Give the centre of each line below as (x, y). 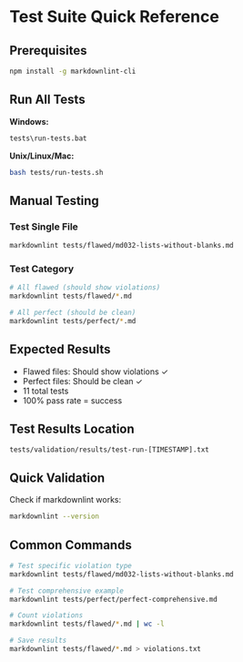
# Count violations (46, 616)
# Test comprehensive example (67, 591)
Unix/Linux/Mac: (42, 156)
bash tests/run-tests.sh (56, 172)
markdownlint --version (55, 516)
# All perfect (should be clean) (73, 313)
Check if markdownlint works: (65, 500)
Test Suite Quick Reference (115, 17)
